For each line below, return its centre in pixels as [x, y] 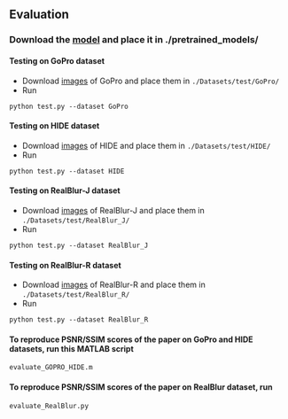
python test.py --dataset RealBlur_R [79, 320]
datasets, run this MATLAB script [72, 348]
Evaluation [39, 15]
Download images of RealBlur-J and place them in [113, 210]
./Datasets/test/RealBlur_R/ [76, 295]
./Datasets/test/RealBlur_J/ [76, 221]
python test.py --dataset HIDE [67, 171]
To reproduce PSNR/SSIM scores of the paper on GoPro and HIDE [132, 339]
